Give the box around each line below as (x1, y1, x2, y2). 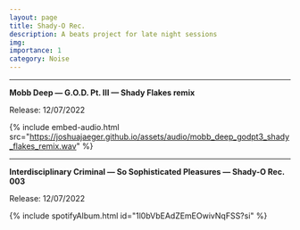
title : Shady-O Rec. (9, 21, 87, 30)
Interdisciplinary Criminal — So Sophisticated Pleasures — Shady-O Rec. (9, 167, 285, 177)
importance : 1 (9, 46, 62, 55)
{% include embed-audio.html (9, 122, 120, 132)
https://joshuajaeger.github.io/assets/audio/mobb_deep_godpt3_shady (29, 131, 290, 142)
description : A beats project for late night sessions (9, 29, 218, 38)
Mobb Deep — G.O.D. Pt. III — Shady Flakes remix (9, 87, 196, 98)
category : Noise (9, 54, 70, 63)
